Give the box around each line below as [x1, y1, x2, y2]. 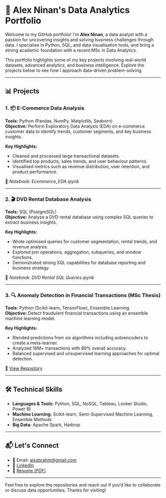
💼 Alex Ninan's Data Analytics [5, 4, 130, 16]
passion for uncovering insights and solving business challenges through [5, 37, 154, 43]
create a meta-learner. [12, 340, 58, 346]
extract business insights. [5, 219, 57, 225]
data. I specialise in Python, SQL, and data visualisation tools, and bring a [5, 42, 154, 48]
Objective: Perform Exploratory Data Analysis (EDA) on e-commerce [5, 123, 145, 129]
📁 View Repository [5, 366, 43, 372]
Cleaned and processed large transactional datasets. [12, 153, 120, 159]
